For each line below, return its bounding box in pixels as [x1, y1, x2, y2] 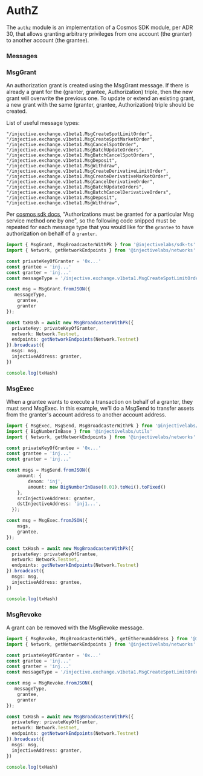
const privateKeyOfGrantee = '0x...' [6, 445, 101, 451]
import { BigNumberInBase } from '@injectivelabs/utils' [6, 428, 153, 434]
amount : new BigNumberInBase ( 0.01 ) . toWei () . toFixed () [28, 484, 166, 490]
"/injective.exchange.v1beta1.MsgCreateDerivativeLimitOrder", [6, 168, 169, 175]
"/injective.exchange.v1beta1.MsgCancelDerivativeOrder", [6, 179, 155, 185]
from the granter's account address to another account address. [6, 410, 167, 418]
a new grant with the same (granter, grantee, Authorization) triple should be [6, 101, 195, 109]
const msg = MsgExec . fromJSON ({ [6, 518, 88, 524]
